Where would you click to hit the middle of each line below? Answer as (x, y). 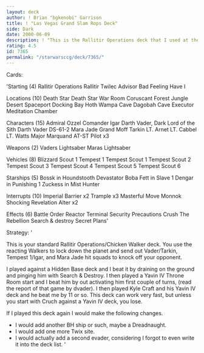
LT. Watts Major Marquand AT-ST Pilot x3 (58, 136)
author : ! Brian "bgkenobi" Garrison (54, 18)
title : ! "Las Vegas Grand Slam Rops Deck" (62, 23)
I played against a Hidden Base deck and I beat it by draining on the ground (100, 269)
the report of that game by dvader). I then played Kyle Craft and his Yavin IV (101, 288)
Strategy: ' (19, 232)
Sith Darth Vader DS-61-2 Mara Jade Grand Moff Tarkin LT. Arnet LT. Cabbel (102, 129)
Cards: (15, 74)
